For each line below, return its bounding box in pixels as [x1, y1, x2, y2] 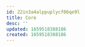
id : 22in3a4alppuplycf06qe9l [6, 9, 80, 15]
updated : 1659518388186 [6, 26, 67, 32]
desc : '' [6, 20, 29, 26]
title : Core [6, 15, 36, 21]
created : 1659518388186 [6, 32, 67, 38]
